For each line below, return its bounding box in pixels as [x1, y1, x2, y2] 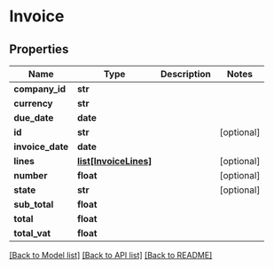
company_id [13, 83, 67, 95]
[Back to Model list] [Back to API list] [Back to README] [9, 250, 213, 260]
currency [13, 98, 53, 109]
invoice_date [13, 140, 69, 153]
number [13, 170, 48, 181]
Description [160, 68, 211, 80]
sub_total [13, 198, 54, 210]
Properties [9, 42, 69, 57]
